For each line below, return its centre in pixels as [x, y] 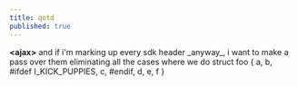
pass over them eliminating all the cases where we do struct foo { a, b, [141, 62]
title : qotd [32, 18]
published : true [40, 26]
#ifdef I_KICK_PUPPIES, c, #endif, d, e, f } [87, 71]
